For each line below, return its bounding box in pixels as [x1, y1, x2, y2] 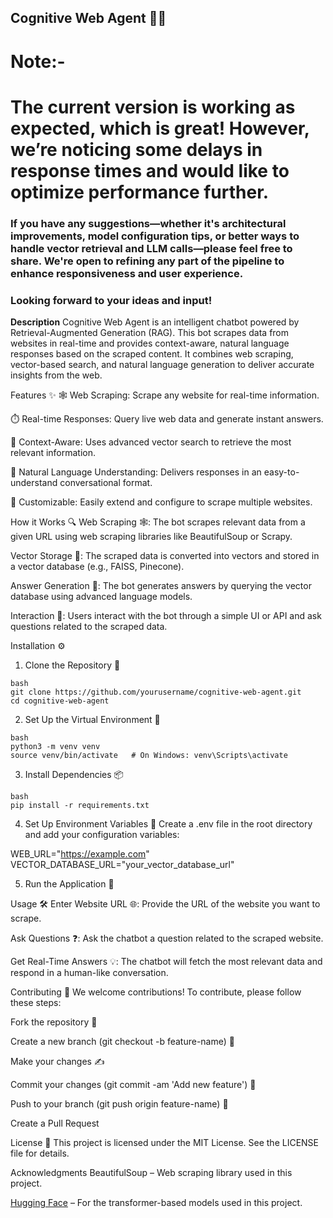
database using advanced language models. [10, 590, 193, 602]
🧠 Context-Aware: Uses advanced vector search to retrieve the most [10, 436, 292, 448]
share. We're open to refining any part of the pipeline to [10, 254, 285, 268]
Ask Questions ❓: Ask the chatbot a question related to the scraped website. [10, 932, 324, 944]
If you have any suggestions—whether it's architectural [10, 216, 287, 230]
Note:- [10, 50, 66, 73]
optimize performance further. [10, 181, 270, 203]
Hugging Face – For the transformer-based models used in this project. [10, 1196, 303, 1208]
